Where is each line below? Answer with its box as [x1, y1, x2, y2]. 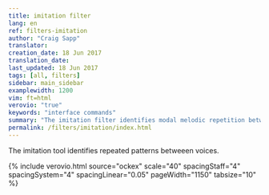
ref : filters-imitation [8, 26, 88, 35]
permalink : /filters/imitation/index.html [8, 124, 152, 132]
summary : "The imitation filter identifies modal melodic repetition [8, 116, 246, 124]
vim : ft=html [8, 94, 52, 102]
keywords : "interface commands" [8, 109, 116, 117]
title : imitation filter [8, 11, 91, 20]
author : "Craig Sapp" [8, 34, 81, 43]
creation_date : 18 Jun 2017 [8, 49, 102, 57]
